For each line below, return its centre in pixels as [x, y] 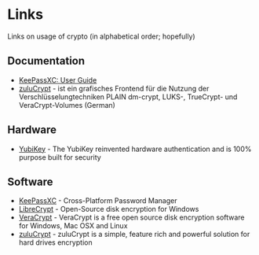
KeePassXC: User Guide [58, 79]
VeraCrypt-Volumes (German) [67, 105]
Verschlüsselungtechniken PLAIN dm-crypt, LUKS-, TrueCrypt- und [128, 97]
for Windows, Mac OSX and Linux [73, 226]
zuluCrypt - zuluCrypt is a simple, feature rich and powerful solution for [134, 235]
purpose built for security [60, 157]
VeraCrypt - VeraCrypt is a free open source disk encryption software [131, 217]
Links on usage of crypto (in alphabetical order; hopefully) [101, 36]
